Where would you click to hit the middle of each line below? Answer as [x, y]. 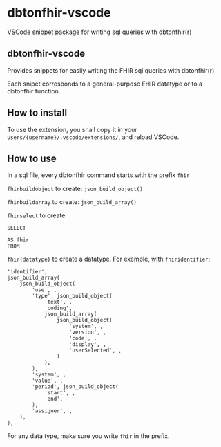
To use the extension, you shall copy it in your [73, 129]
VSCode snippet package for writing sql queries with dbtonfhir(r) [99, 32]
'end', [54, 399]
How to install [37, 113]
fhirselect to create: [37, 215]
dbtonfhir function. [34, 91]
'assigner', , [52, 411]
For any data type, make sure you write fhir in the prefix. [88, 436]
